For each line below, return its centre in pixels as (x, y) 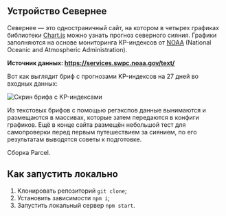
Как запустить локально (63, 174)
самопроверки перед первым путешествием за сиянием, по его (102, 132)
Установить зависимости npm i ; (63, 197)
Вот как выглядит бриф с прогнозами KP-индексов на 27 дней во (103, 76)
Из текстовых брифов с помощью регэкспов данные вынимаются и (106, 110)
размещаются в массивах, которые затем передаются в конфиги (103, 117)
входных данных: (33, 83)
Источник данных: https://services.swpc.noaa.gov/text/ (91, 63)
